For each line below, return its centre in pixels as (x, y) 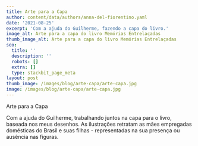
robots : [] (25, 61)
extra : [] (23, 67)
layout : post (22, 78)
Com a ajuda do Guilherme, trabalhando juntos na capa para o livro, (89, 117)
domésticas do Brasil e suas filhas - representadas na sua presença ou (93, 130)
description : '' (32, 56)
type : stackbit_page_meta (44, 73)
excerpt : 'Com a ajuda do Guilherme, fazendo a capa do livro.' (87, 28)
